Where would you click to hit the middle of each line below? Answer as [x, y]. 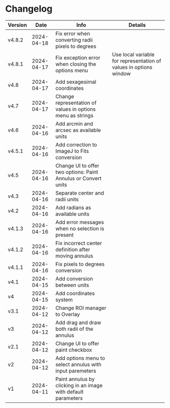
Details [137, 25]
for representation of [137, 60]
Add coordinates [75, 293]
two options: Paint [77, 172]
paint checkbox [74, 350]
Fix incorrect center [79, 243]
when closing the [76, 64]
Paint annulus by [75, 379]
